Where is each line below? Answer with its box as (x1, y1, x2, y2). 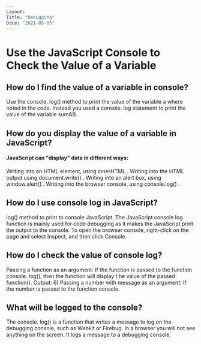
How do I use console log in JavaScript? (6, 198, 158, 208)
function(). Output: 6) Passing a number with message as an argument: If (6, 279, 187, 286)
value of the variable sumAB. (6, 111, 78, 118)
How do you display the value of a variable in (6, 128, 177, 138)
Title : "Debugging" (6, 14, 55, 20)
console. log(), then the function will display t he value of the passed (6, 272, 176, 279)
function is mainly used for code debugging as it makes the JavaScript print (6, 220, 194, 227)
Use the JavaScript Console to (6, 46, 161, 59)
